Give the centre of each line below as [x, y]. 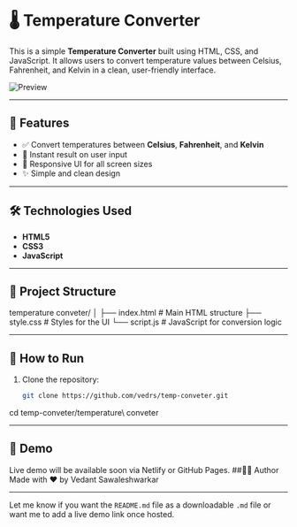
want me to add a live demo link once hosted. [92, 514]
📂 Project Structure [63, 291]
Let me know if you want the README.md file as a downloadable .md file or [140, 505]
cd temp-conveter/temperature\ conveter [84, 413]
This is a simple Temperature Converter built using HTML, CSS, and [134, 51]
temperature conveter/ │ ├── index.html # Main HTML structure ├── [136, 313]
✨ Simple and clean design [71, 173]
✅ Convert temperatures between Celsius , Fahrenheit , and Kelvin [143, 144]
